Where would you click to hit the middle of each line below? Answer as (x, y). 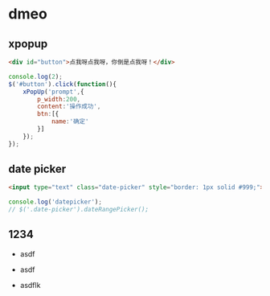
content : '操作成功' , (69, 107)
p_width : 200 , (59, 99)
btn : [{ (48, 114)
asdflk (30, 285)
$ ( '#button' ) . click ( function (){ (62, 84)
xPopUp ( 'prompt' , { (53, 92)
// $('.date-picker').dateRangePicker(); (79, 210)
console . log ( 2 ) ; (35, 76)
